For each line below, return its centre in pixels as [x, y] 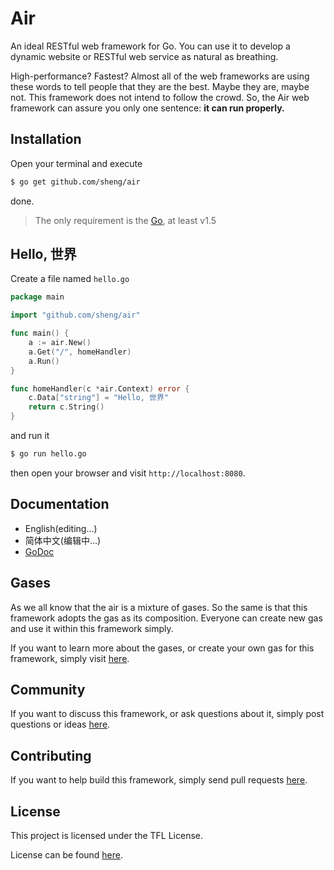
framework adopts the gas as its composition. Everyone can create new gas [166, 618]
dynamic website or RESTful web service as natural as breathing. [144, 56]
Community [48, 689]
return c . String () [66, 407]
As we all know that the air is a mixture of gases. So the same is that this [159, 607]
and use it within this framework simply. [92, 628]
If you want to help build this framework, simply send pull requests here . [159, 780]
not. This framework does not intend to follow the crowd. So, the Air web [160, 97]
